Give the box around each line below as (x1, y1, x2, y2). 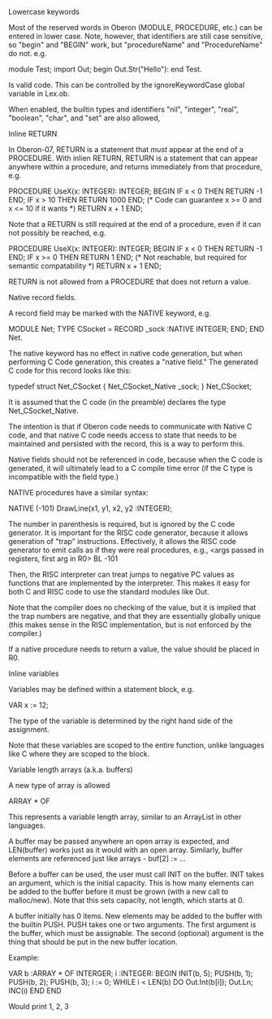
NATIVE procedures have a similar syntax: (8, 488, 149, 497)
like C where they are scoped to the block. (8, 749, 150, 759)
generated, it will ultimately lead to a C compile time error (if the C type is (8, 464, 253, 472)
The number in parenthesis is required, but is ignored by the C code (8, 520, 235, 529)
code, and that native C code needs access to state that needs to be (8, 430, 237, 440)
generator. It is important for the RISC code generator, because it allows (8, 528, 248, 538)
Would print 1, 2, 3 (8, 1002, 69, 1011)
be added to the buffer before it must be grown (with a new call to (8, 886, 229, 896)
